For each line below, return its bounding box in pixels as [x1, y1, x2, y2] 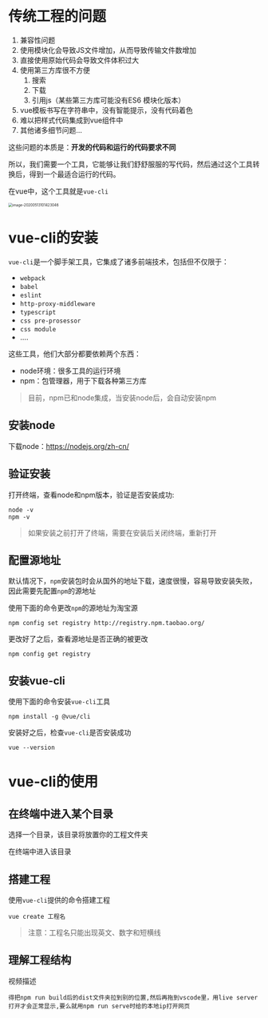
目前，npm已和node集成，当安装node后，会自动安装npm [27, 393, 217, 403]
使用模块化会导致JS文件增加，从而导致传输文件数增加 [19, 45, 197, 54]
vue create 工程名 [8, 912, 66, 920]
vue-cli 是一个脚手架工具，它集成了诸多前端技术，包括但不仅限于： [8, 257, 230, 267]
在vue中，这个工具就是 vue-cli [8, 186, 109, 196]
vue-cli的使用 [8, 773, 98, 791]
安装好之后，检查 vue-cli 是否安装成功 [8, 727, 132, 737]
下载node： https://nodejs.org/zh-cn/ [8, 441, 129, 451]
